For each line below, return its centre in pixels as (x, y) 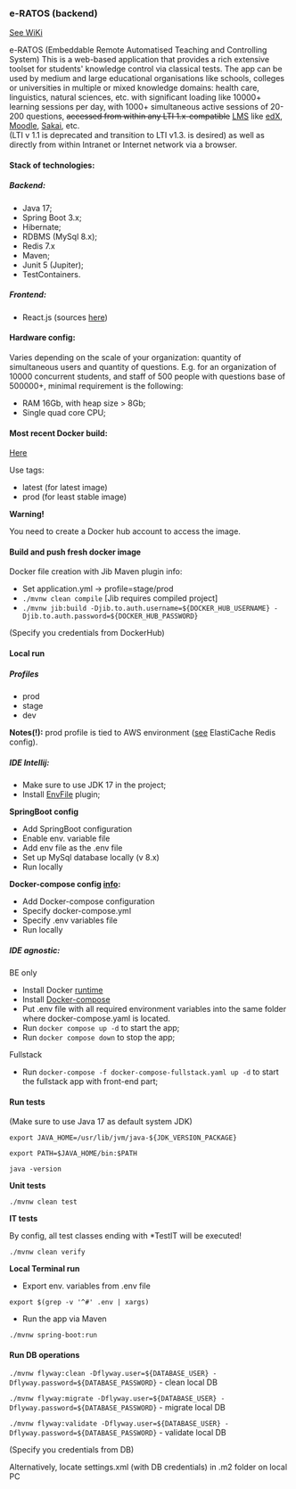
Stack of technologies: (52, 165)
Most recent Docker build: (59, 433)
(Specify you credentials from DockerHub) (87, 633)
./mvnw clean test (43, 1202)
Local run (27, 654)
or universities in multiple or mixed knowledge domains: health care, (135, 88)
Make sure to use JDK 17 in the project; (94, 785)
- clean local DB (189, 1382)
